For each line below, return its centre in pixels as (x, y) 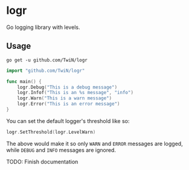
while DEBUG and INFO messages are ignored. (61, 150)
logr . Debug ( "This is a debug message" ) (67, 87)
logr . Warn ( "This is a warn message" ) (65, 98)
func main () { (24, 81)
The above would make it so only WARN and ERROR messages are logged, (94, 143)
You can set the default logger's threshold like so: (68, 121)
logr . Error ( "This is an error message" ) (69, 104)
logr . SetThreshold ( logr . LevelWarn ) (51, 132)
